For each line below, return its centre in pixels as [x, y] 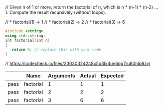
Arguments [62, 76]
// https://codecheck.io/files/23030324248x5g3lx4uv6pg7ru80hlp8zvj [78, 63]
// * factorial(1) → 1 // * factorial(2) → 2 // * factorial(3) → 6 [65, 22]
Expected [112, 76]
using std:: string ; [25, 36]
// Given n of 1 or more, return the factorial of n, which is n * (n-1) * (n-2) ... [82, 7]
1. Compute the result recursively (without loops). [56, 12]
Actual [88, 76]
